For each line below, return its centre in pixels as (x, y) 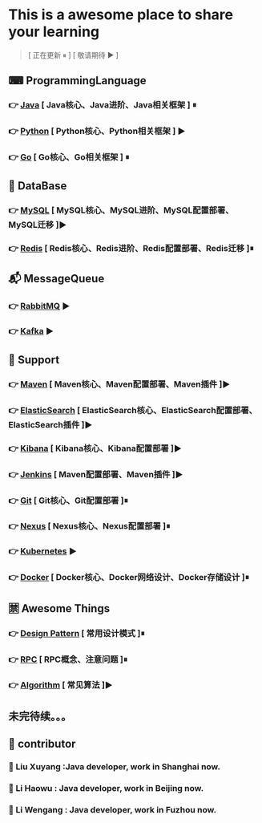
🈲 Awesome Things (59, 608)
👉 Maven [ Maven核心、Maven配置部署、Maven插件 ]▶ (119, 384)
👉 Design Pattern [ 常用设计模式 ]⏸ (77, 633)
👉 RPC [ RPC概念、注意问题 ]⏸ (68, 659)
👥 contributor (42, 744)
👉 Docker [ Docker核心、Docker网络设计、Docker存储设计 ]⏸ (129, 578)
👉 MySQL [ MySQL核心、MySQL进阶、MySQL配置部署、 (121, 210)
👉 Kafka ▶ (31, 330)
